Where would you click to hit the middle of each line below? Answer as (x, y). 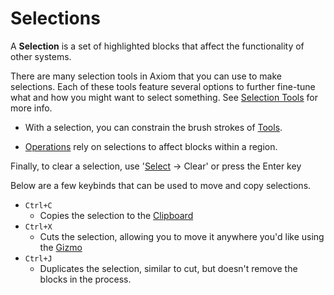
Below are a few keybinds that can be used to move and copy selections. (161, 185)
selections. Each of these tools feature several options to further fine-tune (163, 86)
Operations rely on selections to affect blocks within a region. (151, 146)
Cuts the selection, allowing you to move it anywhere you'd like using (182, 236)
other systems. (41, 56)
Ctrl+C (38, 205)
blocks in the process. (85, 279)
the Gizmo (61, 247)
